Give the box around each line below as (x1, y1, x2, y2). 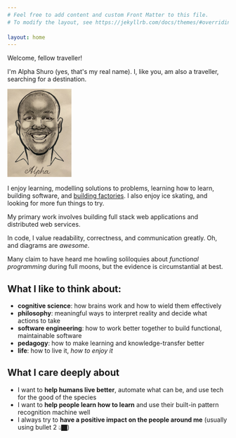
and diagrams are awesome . (7, 242, 90, 250)
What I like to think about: (7, 282, 122, 295)
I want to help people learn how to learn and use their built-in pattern (17, 400, 219, 408)
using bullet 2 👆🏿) (17, 423, 70, 431)
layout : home (7, 34, 46, 41)
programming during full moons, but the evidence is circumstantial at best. (7, 263, 223, 271)
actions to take (17, 317, 61, 325)
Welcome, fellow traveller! (7, 54, 83, 63)
